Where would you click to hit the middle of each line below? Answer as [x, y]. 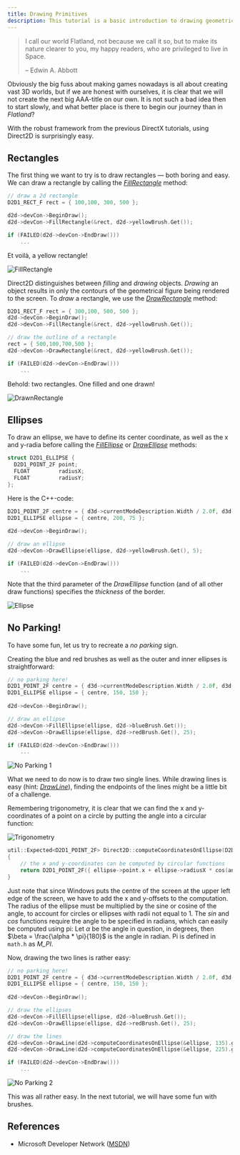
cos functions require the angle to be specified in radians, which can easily [118, 921]
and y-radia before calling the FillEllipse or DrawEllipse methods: [102, 445]
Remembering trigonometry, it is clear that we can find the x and [102, 809]
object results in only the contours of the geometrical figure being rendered [119, 291]
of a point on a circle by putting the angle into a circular [125, 816]
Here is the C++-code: [40, 498]
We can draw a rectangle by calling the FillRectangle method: [97, 183]
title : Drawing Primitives [47, 14]
